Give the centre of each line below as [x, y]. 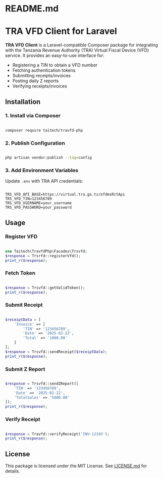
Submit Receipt [24, 305]
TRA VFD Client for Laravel [61, 31]
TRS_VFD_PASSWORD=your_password [38, 208]
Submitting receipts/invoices [41, 76]
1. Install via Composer [33, 116]
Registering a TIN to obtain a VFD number [55, 65]
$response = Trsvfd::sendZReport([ [42, 383]
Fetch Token [20, 273]
